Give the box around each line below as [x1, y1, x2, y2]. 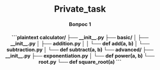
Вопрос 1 [69, 21, 91, 28]
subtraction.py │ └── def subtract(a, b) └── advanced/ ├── [6, 47, 154, 53]
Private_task [53, 3, 107, 15]
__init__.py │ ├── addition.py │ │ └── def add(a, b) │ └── [10, 40, 150, 47]
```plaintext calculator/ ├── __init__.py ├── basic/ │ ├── [11, 34, 149, 41]
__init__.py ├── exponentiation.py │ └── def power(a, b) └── [5, 52, 155, 59]
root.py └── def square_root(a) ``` [38, 59, 122, 66]
